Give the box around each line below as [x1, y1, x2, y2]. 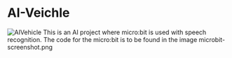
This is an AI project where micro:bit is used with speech [43, 28, 207, 36]
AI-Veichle [7, 5, 70, 21]
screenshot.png [7, 43, 53, 51]
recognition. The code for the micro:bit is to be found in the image [7, 35, 198, 43]
